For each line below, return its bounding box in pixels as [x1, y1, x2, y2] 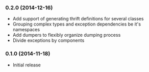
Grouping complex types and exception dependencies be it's [12, 21, 141, 27]
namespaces [12, 27, 40, 33]
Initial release [12, 62, 41, 68]
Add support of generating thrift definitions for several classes [12, 16, 144, 22]
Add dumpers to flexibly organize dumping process [12, 32, 121, 38]
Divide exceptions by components [12, 37, 85, 43]
